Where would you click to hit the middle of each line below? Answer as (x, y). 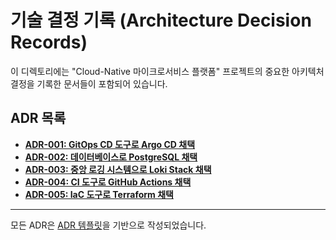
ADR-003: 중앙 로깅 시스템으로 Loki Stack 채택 (118, 169)
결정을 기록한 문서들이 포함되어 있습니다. (89, 83)
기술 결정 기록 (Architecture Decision (161, 20)
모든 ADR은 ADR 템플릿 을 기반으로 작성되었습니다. (108, 225)
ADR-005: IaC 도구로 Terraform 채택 (99, 194)
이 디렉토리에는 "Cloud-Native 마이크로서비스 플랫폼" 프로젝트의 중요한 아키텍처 (167, 71)
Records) (49, 42)
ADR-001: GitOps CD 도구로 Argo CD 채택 (110, 144)
